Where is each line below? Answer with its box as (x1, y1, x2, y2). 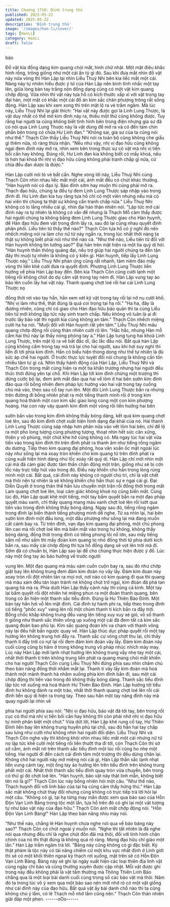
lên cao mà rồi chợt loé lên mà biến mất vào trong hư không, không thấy (5, 526, 156, 532)
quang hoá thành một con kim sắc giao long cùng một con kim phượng (5, 397, 153, 403)
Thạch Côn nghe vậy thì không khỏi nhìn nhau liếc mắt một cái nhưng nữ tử (5, 735, 162, 741)
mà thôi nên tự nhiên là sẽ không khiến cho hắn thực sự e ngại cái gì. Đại (5, 477, 157, 483)
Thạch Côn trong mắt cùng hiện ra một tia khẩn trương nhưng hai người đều (5, 365, 163, 371)
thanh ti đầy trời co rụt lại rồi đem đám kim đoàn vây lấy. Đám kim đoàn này (5, 639, 162, 645)
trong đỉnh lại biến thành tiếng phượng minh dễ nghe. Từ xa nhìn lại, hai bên (5, 509, 163, 516)
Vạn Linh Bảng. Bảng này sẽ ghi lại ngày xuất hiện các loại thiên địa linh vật (5, 858, 162, 864)
